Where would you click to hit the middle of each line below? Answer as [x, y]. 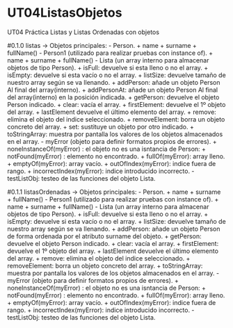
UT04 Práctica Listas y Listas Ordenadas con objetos [83, 32]
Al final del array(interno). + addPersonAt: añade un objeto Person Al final [112, 90]
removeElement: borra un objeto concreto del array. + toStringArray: [105, 265]
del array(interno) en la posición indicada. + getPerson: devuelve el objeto [113, 97]
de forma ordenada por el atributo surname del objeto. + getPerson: [104, 236]
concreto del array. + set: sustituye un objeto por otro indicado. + [101, 126]
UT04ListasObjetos [65, 13]
